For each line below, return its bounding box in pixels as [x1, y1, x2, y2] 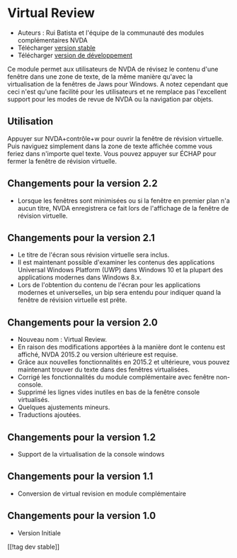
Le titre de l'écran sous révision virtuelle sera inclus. [17, 250, 170, 260]
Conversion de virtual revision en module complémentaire [17, 489, 186, 498]
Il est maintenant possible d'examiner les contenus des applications [17, 258, 215, 267]
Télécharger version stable [17, 43, 96, 52]
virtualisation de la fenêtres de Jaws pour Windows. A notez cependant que [7, 79, 229, 88]
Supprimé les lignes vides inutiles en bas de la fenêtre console [17, 388, 200, 396]
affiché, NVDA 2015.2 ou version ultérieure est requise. [17, 350, 178, 359]
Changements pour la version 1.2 [7, 431, 156, 443]
